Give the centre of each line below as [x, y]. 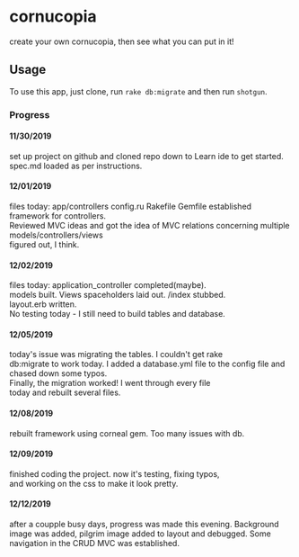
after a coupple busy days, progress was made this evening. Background [145, 525]
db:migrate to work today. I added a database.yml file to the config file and [147, 364]
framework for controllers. [57, 216]
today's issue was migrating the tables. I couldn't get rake [116, 355]
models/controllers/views [56, 235]
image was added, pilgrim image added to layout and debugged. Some [140, 534]
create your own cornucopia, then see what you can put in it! [122, 41]
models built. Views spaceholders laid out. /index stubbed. [118, 295]
